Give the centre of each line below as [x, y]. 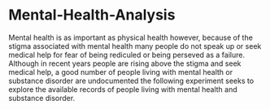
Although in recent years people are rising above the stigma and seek [125, 63]
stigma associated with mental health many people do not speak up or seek [135, 46]
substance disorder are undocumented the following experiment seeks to [131, 81]
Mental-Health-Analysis [92, 15]
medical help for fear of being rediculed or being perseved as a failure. [127, 54]
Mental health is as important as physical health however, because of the [131, 37]
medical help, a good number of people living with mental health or [121, 72]
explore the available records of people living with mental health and [123, 89]
